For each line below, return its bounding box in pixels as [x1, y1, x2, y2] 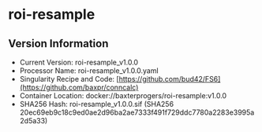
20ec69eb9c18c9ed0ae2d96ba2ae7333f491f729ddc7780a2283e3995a [19, 108, 255, 117]
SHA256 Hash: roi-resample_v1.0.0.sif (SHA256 [19, 100, 174, 108]
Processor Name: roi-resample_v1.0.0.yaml [19, 66, 159, 75]
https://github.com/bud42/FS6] [118, 75, 221, 83]
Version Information [8, 37, 109, 50]
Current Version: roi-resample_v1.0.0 [19, 57, 139, 67]
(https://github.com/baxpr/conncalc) [19, 82, 139, 92]
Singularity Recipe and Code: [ [19, 75, 120, 83]
